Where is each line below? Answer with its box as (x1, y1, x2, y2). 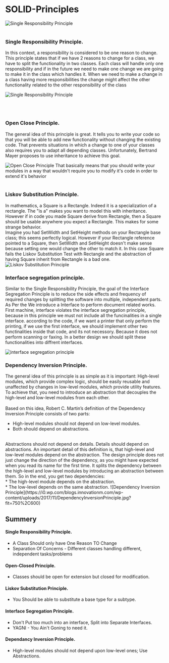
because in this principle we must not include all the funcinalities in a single (5, 312, 162, 319)
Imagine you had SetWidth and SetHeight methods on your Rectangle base (5, 229, 161, 235)
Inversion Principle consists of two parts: (5, 411, 90, 417)
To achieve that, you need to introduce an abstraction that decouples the (5, 389, 156, 395)
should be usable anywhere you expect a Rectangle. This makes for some (5, 218, 159, 224)
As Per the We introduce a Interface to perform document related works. (5, 302, 156, 308)
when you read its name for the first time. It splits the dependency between (5, 462, 161, 468)
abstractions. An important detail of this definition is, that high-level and (5, 446, 154, 453)
